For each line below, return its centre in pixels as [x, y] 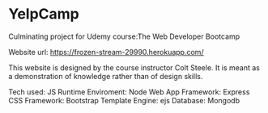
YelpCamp [44, 14]
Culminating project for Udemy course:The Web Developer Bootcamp [124, 36]
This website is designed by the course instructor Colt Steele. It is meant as [134, 67]
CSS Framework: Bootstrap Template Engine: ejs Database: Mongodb [124, 100]
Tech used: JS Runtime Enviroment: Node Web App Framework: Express [129, 92]
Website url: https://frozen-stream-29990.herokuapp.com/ [106, 52]
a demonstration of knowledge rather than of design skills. [106, 76]
